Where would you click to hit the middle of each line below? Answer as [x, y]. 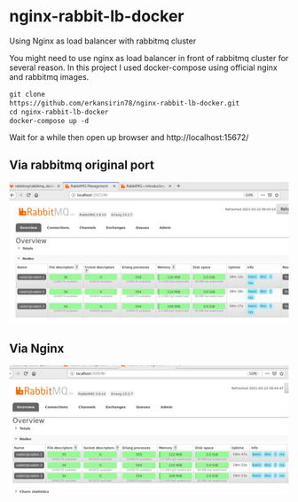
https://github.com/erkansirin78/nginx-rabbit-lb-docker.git [125, 103]
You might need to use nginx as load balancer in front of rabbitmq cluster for [149, 58]
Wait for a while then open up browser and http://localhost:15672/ [129, 137]
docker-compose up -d [49, 121]
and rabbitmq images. [49, 76]
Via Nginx [37, 349]
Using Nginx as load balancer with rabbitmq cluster [103, 41]
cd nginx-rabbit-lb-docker [59, 112]
